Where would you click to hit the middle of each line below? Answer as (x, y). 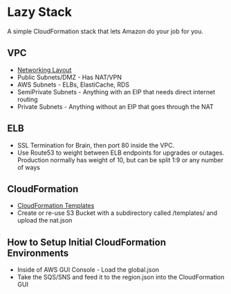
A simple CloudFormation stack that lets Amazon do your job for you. (105, 31)
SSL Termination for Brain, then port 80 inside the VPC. (96, 145)
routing (27, 99)
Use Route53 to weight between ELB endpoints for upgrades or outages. (121, 153)
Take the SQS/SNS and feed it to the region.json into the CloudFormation (121, 277)
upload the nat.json (45, 220)
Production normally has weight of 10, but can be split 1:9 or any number (120, 159)
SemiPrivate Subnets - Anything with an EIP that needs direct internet (116, 92)
